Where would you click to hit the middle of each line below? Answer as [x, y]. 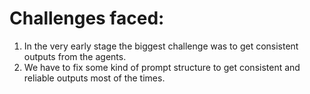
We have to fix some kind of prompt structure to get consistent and [162, 67]
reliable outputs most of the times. [94, 78]
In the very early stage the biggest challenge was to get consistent [161, 46]
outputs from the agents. [75, 56]
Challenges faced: [87, 18]
